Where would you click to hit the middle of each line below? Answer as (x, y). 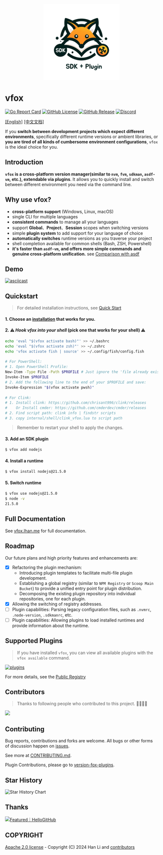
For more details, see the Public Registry (45, 677)
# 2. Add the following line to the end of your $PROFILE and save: (76, 382)
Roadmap (20, 546)
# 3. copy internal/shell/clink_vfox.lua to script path (64, 418)
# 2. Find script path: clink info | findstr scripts (61, 413)
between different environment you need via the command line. (68, 184)
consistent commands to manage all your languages (65, 222)
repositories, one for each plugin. (52, 599)
